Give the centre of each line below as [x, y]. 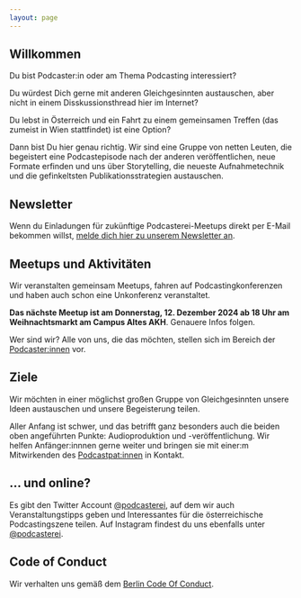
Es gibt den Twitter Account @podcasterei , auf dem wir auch [122, 504]
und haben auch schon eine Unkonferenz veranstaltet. [110, 295]
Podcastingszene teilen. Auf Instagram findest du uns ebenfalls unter [137, 524]
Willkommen [45, 54]
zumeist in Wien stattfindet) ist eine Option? [90, 130]
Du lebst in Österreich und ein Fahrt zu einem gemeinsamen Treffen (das [144, 120]
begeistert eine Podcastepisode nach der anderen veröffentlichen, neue [142, 157]
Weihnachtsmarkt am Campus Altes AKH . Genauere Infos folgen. [133, 322]
